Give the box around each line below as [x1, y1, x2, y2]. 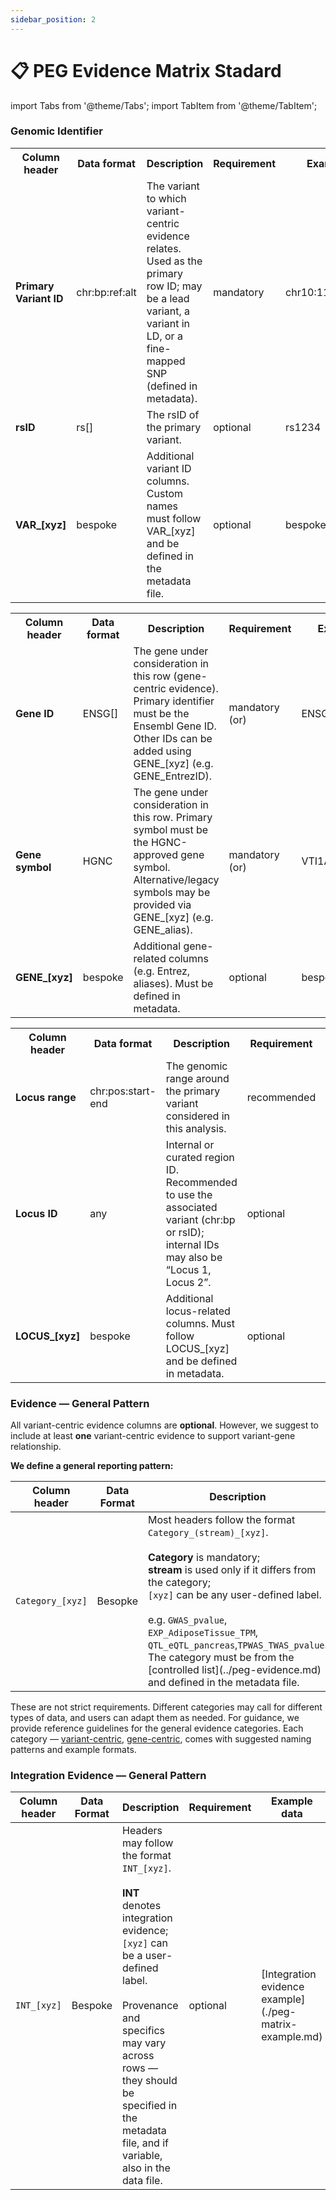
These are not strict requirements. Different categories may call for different [10, 1701, 323, 1713]
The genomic [165, 1059, 228, 1073]
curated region [165, 1150, 235, 1164]
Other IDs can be [133, 731, 213, 745]
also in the [122, 2161, 171, 2175]
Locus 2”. [165, 1275, 212, 1289]
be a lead [146, 291, 190, 305]
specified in [122, 2099, 178, 2113]
